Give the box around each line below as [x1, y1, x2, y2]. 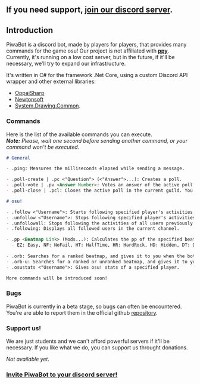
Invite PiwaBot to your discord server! [6, 370, 118, 379]
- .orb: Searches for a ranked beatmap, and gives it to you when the [6, 253, 185, 259]
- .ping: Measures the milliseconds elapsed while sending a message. [6, 165, 185, 172]
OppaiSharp [14, 90, 45, 97]
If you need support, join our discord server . [6, 5, 173, 15]
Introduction [6, 25, 54, 35]
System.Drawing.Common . [14, 102, 81, 109]
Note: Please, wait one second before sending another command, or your [6, 137, 187, 144]
